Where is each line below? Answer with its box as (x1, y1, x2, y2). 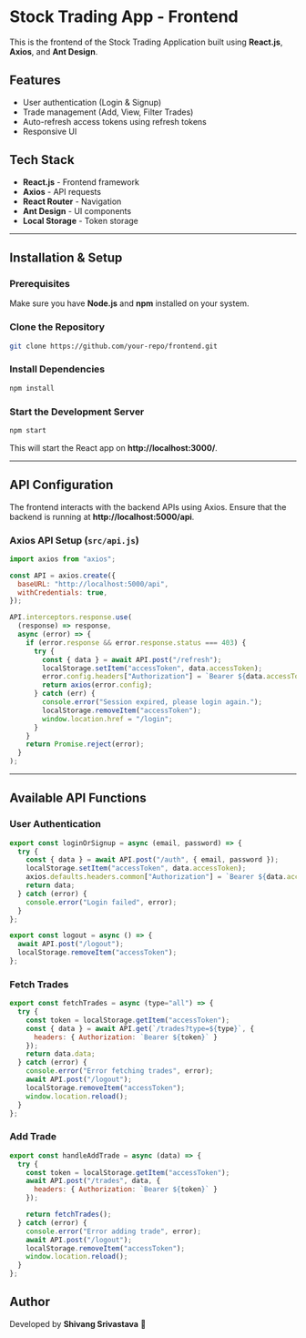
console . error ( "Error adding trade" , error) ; (25, 1227, 202, 1236)
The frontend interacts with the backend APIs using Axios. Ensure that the (9, 501, 287, 512)
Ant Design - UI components (22, 205, 132, 216)
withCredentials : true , (17, 587, 107, 598)
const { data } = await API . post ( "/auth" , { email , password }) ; (25, 855, 280, 864)
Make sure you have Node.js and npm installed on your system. (9, 298, 250, 309)
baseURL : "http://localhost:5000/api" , (17, 579, 169, 588)
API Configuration (9, 477, 114, 493)
